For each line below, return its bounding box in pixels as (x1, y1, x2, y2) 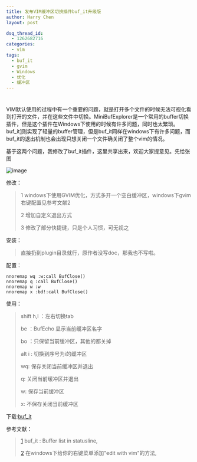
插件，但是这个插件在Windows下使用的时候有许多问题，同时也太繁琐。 (6, 120, 179, 127)
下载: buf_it (6, 413, 32, 420)
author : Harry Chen (6, 14, 54, 20)
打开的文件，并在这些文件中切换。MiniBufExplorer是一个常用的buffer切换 (11, 113, 189, 120)
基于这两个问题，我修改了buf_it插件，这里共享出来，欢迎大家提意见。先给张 (6, 148, 191, 155)
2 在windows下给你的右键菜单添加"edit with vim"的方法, (20, 450, 157, 457)
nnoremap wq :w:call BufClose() (6, 274, 86, 280)
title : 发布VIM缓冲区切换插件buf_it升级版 (6, 8, 101, 15)
